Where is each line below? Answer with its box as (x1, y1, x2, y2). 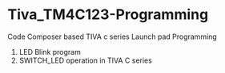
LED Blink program (18, 47, 81, 56)
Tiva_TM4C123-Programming (7, 6, 209, 24)
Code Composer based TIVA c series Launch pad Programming (7, 32, 217, 41)
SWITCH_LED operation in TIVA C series (18, 56, 153, 65)
